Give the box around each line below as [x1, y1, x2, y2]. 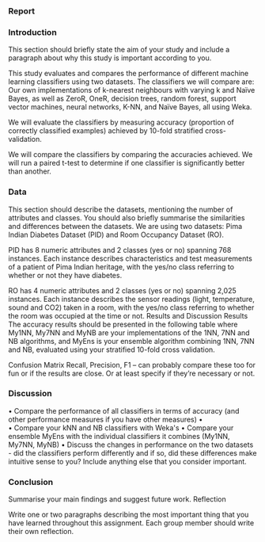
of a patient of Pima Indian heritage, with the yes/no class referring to [8, 261, 235, 271]
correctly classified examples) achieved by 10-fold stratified [8, 126, 203, 135]
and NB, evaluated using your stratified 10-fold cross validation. [8, 345, 215, 354]
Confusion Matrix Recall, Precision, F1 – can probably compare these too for [8, 360, 256, 369]
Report [8, 6, 36, 17]
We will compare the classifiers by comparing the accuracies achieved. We [8, 150, 253, 159]
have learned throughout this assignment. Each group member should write [8, 518, 255, 528]
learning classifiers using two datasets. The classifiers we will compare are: [8, 77, 255, 86]
